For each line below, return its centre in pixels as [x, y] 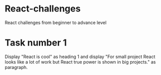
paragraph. [16, 67]
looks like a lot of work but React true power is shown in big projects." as [80, 62]
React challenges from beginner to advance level [56, 22]
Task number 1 [36, 43]
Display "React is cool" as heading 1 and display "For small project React [80, 56]
